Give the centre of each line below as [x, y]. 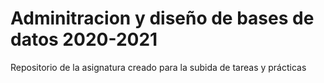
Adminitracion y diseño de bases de [162, 18]
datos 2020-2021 [84, 39]
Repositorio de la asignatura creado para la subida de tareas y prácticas [158, 67]
